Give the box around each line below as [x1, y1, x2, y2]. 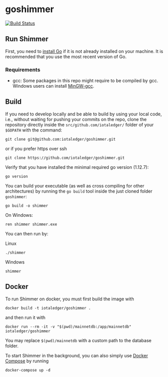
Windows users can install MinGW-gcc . [12, 83, 95, 89]
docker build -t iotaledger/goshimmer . [5, 305, 92, 310]
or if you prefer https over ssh [5, 145, 67, 152]
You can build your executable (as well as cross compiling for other [5, 182, 145, 188]
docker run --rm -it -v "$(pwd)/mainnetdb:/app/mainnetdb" [5, 324, 132, 329]
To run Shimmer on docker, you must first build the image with [5, 296, 134, 302]
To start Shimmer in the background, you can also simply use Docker [5, 352, 148, 358]
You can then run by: [5, 230, 49, 236]
